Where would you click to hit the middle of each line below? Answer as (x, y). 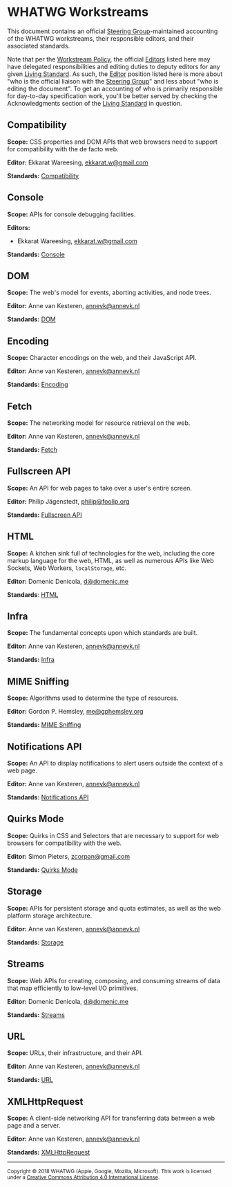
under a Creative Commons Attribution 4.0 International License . (84, 1178)
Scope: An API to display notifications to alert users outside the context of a (115, 763)
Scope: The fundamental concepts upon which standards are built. (103, 633)
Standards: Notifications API (48, 797)
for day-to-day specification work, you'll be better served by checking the (112, 96)
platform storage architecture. (50, 915)
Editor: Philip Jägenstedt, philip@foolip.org (68, 501)
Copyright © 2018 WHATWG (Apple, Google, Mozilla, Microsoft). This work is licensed (109, 1172)
